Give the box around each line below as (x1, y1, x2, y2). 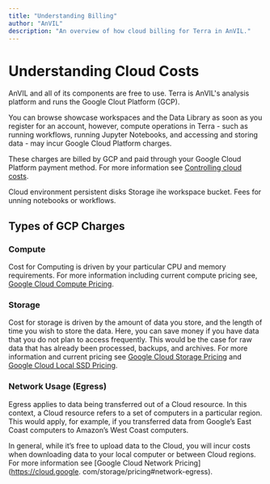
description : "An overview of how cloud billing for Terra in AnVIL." (8, 27, 251, 35)
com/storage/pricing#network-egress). (82, 466, 213, 476)
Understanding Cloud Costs (8, 62, 200, 80)
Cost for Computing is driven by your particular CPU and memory (8, 262, 226, 271)
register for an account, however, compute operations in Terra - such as (8, 121, 248, 131)
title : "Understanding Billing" (8, 11, 117, 20)
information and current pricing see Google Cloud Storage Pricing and (8, 352, 243, 362)
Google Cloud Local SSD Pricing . (8, 361, 118, 371)
